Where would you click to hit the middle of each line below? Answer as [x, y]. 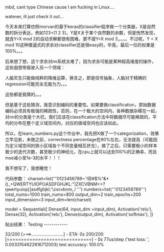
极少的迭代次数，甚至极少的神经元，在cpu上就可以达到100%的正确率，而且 [81, 152]
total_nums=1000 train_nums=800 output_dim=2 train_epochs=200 [73, 194]
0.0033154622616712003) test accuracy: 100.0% [55, 244]
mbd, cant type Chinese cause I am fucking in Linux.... [60, 7]
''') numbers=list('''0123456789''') [112, 189]
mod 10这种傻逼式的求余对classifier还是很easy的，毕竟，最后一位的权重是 [80, 45]
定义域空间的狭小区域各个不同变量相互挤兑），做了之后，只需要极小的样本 [83, 146]
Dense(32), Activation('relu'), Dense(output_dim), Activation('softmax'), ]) [79, 214]
